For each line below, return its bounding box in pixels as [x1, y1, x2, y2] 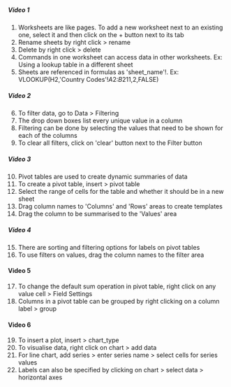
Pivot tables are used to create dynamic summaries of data [17, 172, 188, 181]
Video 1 [8, 6, 30, 14]
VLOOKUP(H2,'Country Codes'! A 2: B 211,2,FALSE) [17, 75, 159, 83]
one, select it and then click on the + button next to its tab [17, 30, 184, 38]
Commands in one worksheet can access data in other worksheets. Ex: [17, 52, 223, 61]
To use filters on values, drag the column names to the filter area [17, 251, 204, 259]
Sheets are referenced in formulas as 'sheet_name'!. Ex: [17, 67, 179, 76]
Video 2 [8, 91, 31, 99]
